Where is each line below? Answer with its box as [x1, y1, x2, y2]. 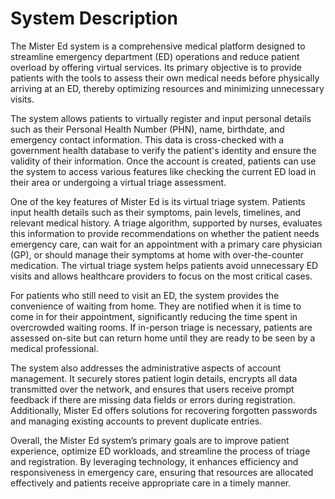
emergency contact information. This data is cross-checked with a [10, 133, 285, 146]
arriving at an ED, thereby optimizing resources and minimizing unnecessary [10, 82, 325, 94]
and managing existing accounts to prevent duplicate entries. [10, 415, 263, 427]
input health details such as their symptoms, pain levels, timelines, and [10, 206, 302, 218]
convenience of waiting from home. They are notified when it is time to [10, 300, 302, 312]
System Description [10, 7, 178, 30]
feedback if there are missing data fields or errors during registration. [10, 393, 296, 406]
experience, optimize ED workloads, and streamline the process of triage [10, 445, 311, 457]
